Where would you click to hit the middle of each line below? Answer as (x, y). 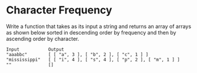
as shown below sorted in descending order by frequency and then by (91, 32)
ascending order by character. (43, 39)
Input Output (35, 49)
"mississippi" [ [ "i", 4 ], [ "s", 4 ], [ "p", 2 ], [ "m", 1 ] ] (93, 60)
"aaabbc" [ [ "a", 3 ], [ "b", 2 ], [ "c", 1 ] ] (77, 54)
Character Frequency (59, 10)
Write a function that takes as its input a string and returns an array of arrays (99, 26)
